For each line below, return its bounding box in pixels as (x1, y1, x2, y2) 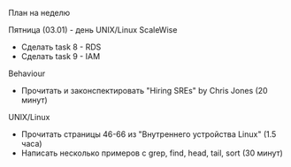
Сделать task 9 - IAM (20, 51, 101, 61)
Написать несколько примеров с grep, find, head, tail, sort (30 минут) (20, 148, 284, 158)
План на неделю (8, 8, 71, 18)
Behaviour (8, 68, 46, 79)
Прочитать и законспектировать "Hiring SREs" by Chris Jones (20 (20, 86, 268, 95)
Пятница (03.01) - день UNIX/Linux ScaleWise (8, 25, 178, 34)
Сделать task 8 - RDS (20, 42, 102, 52)
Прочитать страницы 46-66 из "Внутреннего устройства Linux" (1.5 (20, 129, 277, 140)
